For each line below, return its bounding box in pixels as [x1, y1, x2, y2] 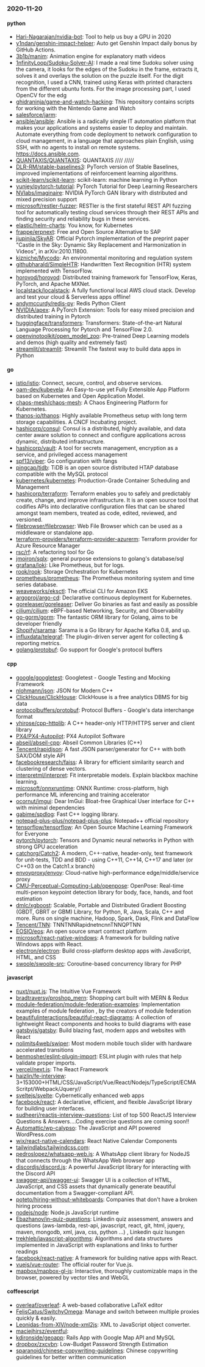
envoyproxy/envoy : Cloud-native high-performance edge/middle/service [15, 869, 199, 876]
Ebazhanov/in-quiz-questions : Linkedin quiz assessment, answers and [15, 1215, 194, 1223]
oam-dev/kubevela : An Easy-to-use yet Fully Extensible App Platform [15, 386, 190, 393]
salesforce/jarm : [15, 111, 57, 119]
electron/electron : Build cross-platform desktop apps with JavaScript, [15, 947, 192, 954]
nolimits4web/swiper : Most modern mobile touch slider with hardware [15, 1039, 192, 1047]
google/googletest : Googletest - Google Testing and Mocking [15, 673, 170, 681]
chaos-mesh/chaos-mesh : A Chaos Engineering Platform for [15, 399, 168, 406]
